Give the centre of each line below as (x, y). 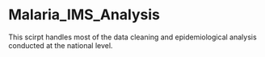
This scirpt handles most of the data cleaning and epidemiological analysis (132, 37)
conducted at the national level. (61, 45)
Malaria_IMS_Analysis (84, 15)
